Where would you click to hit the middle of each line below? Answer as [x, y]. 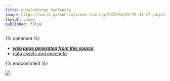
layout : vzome [20, 19]
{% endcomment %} [27, 63]
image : [12, 15]
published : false [24, 24]
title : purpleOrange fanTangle [38, 10]
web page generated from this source [53, 48]
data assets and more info [40, 54]
